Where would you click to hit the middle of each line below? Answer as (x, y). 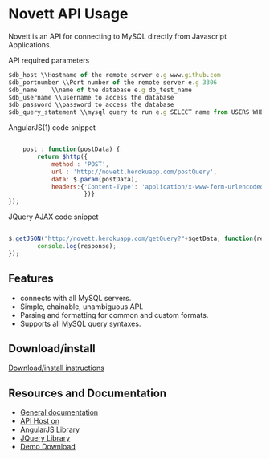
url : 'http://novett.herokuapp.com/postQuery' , (134, 172)
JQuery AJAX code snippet (53, 217)
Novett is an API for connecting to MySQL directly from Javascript (118, 36)
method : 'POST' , (80, 164)
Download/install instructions (56, 368)
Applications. (30, 44)
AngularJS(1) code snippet (52, 128)
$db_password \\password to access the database (91, 105)
